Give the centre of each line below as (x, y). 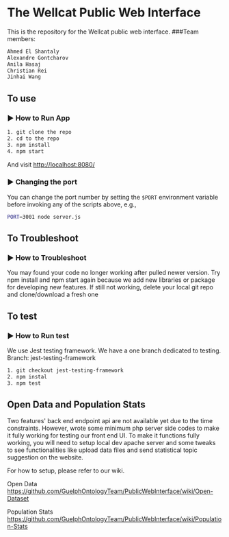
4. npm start (26, 151)
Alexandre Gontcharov (38, 58)
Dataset (18, 499)
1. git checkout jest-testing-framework (66, 371)
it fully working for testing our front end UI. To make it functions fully (104, 435)
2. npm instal (27, 377)
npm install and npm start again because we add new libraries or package (111, 280)
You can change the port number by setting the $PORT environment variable (113, 197)
